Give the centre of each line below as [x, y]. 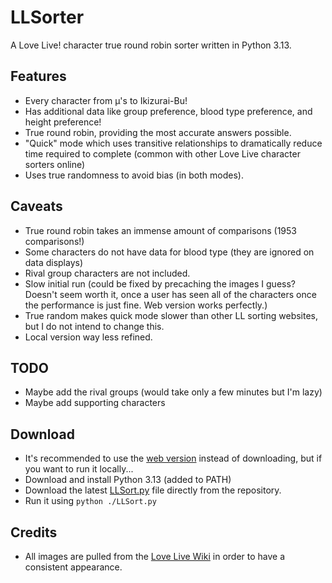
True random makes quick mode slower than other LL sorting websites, [171, 315]
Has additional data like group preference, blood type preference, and [168, 111]
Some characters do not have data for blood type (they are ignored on [169, 252]
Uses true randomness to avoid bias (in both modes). [134, 175]
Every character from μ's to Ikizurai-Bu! [106, 100]
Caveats [36, 206]
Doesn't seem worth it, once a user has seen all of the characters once [170, 294]
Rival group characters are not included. [107, 273]
